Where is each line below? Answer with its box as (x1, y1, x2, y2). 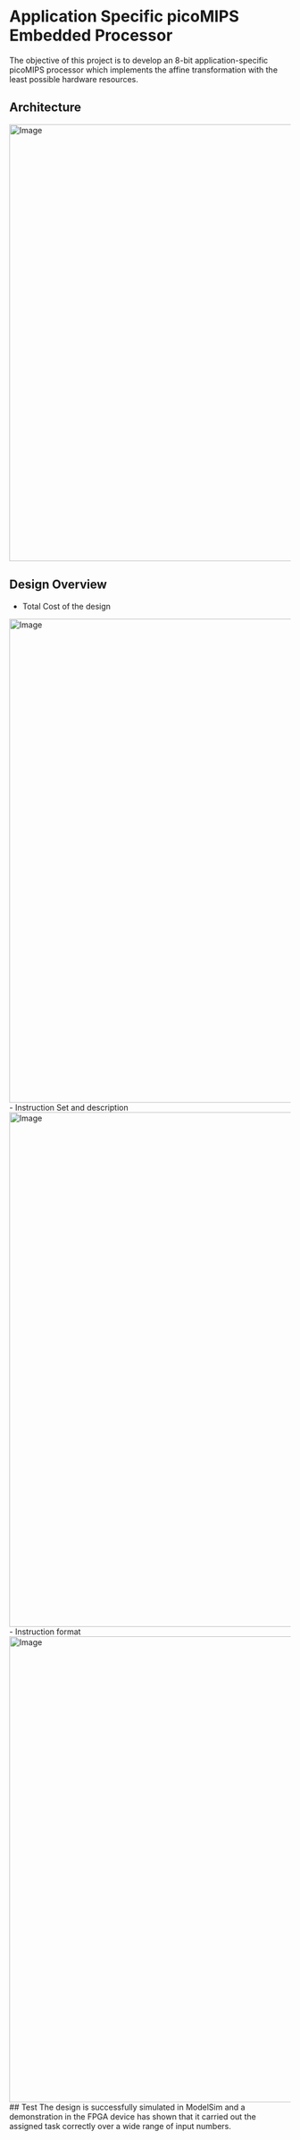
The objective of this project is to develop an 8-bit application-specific (9, 55, 269, 65)
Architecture (9, 100, 82, 115)
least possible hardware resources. (9, 73, 138, 84)
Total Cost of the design (21, 601, 112, 611)
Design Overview (9, 577, 107, 593)
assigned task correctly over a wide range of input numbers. (9, 2120, 232, 2131)
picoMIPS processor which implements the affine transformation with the (9, 64, 279, 75)
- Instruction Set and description (9, 1102, 129, 1113)
